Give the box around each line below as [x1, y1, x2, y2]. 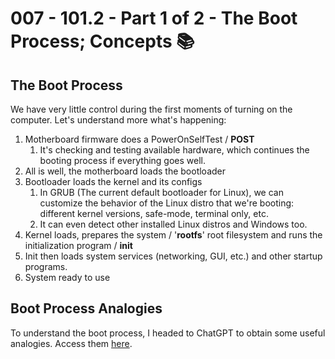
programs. [24, 261, 68, 272]
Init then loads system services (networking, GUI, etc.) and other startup [24, 250, 323, 262]
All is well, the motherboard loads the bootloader [24, 165, 227, 177]
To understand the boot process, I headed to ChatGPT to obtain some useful [10, 327, 326, 339]
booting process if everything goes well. [39, 155, 207, 166]
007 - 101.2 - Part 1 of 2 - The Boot [10, 7, 298, 30]
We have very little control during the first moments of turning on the [10, 103, 293, 115]
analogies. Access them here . [10, 337, 133, 349]
